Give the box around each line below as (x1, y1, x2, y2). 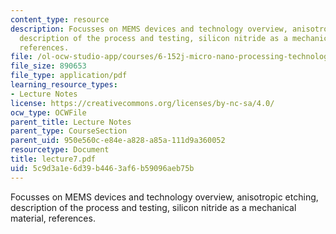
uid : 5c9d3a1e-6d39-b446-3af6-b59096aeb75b (10, 163, 195, 173)
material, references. (10, 212, 96, 224)
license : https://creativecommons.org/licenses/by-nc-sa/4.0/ (10, 98, 275, 108)
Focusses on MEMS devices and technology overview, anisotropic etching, (10, 191, 319, 203)
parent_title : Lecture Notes (10, 117, 132, 127)
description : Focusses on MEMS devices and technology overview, (10, 24, 288, 34)
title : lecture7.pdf (10, 154, 97, 164)
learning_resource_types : (10, 80, 118, 90)
